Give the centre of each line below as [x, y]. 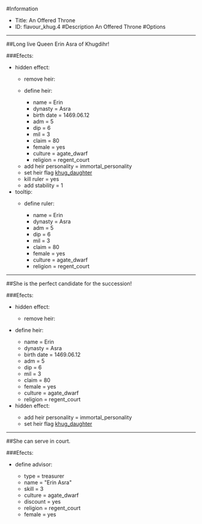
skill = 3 [34, 489]
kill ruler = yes [41, 179]
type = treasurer [44, 476]
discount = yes [42, 501]
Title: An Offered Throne [45, 20]
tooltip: [24, 192]
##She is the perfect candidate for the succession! [69, 283]
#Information [22, 9]
